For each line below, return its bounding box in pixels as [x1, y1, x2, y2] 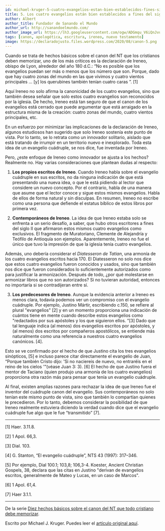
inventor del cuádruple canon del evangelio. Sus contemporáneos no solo [5, 389, 155, 394]
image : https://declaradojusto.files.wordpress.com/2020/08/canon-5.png [5, 39, 157, 44]
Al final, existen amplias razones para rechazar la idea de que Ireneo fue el [5, 384, 156, 390]
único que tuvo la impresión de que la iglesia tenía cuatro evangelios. [12, 241, 152, 247]
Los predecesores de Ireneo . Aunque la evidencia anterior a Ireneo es [12, 291, 155, 297]
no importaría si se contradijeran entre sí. [5, 282, 88, 288]
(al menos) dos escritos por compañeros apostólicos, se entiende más [12, 328, 155, 334]
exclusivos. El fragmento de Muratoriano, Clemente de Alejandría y [12, 230, 148, 236]
